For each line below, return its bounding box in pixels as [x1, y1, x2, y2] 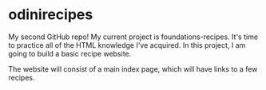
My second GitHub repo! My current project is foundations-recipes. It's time [8, 32, 258, 41]
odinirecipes [8, 6, 93, 24]
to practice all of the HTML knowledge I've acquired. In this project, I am [8, 40, 246, 49]
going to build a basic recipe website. [8, 49, 132, 58]
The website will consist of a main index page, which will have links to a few [8, 64, 258, 73]
